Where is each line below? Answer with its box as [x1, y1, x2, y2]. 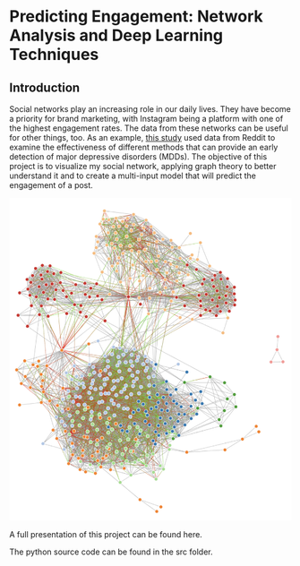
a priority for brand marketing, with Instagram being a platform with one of [9, 114, 284, 124]
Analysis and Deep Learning [9, 25, 224, 46]
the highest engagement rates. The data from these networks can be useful [9, 123, 288, 133]
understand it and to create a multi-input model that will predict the [9, 170, 257, 181]
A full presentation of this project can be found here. [9, 529, 203, 539]
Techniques [9, 45, 99, 64]
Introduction [9, 80, 81, 95]
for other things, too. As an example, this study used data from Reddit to [9, 133, 276, 142]
